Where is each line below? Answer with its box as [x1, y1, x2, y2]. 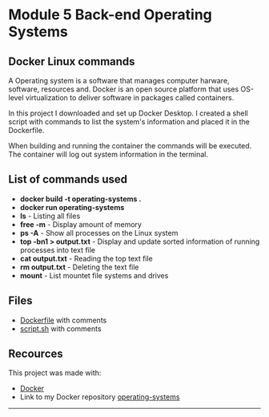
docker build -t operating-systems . [19, 194, 142, 204]
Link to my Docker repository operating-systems [19, 392, 180, 402]
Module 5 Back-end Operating [8, 6, 212, 24]
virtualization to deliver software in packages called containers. [25, 93, 235, 102]
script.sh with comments [19, 323, 102, 334]
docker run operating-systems [19, 202, 125, 212]
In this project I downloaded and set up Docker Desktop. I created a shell [8, 108, 248, 118]
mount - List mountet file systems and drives [19, 270, 169, 280]
